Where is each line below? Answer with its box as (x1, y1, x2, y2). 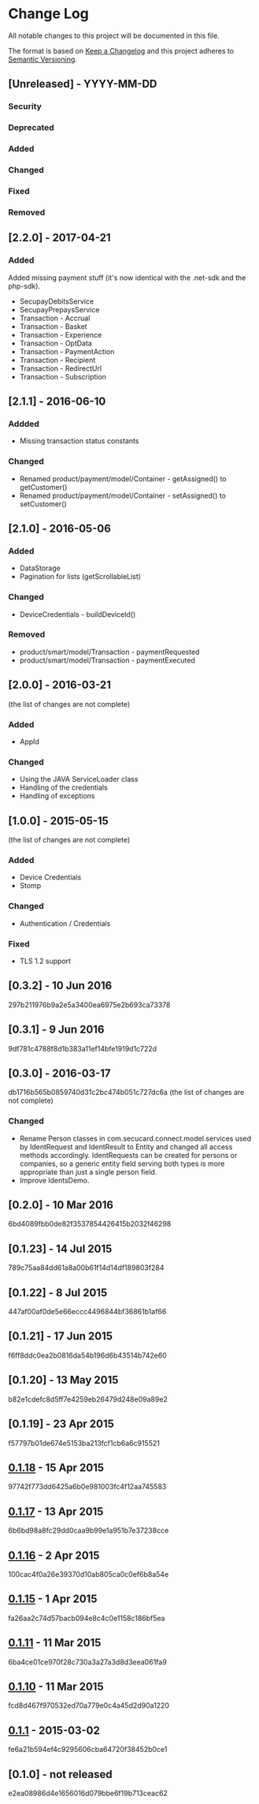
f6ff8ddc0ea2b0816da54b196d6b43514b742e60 (8, 1350, 167, 1360)
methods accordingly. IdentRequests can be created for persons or (19, 1150, 238, 1160)
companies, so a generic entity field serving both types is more (19, 1159, 225, 1168)
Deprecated (8, 122, 55, 133)
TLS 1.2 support (19, 956, 72, 965)
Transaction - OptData (19, 338, 92, 348)
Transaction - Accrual (19, 313, 91, 323)
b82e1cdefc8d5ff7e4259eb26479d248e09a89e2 (8, 1394, 168, 1404)
